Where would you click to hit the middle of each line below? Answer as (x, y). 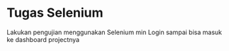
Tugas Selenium (55, 13)
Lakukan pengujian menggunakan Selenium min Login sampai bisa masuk (114, 32)
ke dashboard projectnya (43, 39)
